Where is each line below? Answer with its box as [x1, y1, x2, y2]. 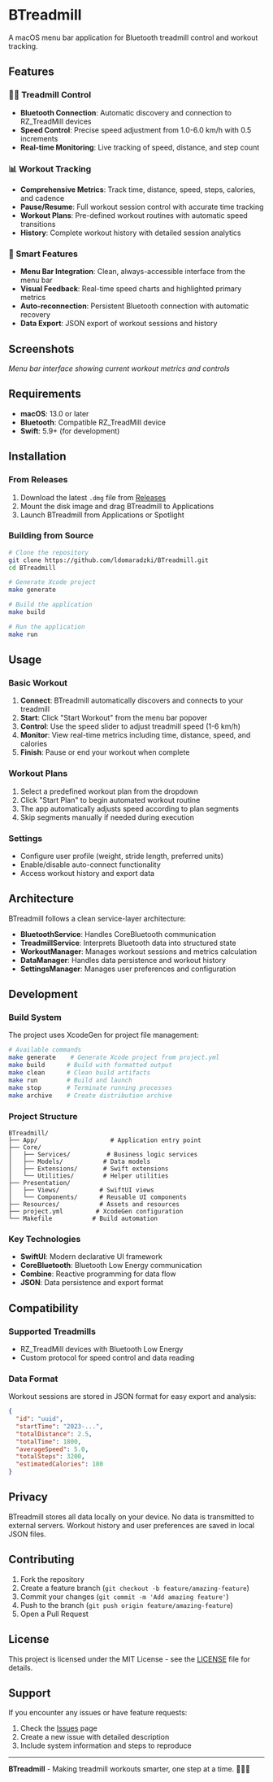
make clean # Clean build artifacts [8, 1069, 151, 1077]
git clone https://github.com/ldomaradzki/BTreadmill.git [8, 556, 209, 564]
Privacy [8, 1490, 49, 1504]
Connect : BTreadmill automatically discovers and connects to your [19, 695, 244, 705]
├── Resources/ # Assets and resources [8, 1200, 180, 1209]
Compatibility [8, 1301, 79, 1315]
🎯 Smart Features [8, 248, 79, 259]
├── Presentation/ [8, 1179, 71, 1187]
